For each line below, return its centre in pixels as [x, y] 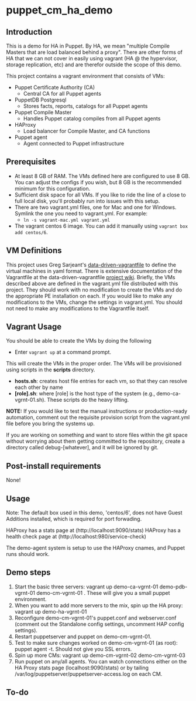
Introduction [29, 32]
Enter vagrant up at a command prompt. [63, 352]
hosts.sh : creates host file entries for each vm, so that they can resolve [101, 381]
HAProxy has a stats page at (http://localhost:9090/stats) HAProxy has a [93, 530]
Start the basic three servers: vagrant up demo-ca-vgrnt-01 [86, 587]
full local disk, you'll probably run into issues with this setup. [87, 201]
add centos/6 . [31, 232]
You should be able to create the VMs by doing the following [79, 341]
